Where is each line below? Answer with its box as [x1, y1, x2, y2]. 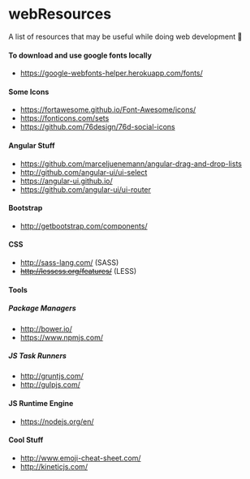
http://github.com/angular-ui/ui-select [19, 167, 148, 177]
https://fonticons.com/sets [19, 113, 110, 123]
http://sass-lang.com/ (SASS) [19, 257, 119, 267]
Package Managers [8, 303, 77, 313]
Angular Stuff [8, 140, 55, 150]
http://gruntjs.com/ [19, 371, 84, 381]
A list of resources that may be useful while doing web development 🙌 [8, 32, 243, 41]
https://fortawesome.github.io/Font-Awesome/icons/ [19, 105, 196, 114]
